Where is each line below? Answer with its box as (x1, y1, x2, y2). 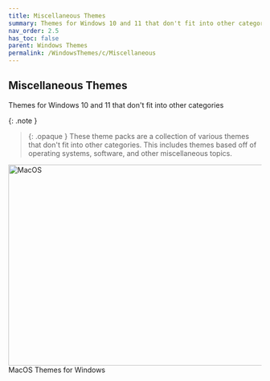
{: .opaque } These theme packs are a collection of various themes (27, 131, 250, 141)
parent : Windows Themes (8, 42, 88, 50)
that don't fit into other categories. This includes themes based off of (27, 140, 257, 150)
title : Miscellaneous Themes (8, 11, 106, 20)
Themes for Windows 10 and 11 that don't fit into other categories (8, 100, 224, 109)
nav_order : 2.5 (8, 27, 59, 35)
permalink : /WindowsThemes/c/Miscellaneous (8, 49, 157, 57)
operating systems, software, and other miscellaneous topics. (27, 148, 233, 158)
